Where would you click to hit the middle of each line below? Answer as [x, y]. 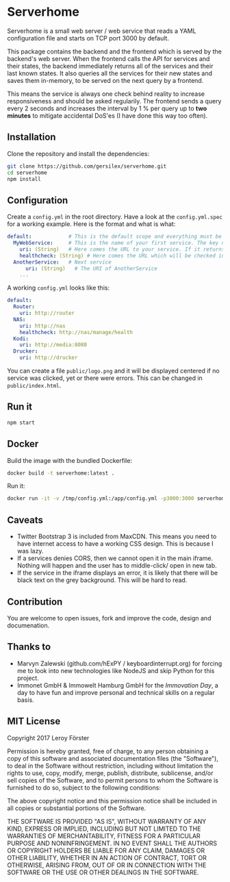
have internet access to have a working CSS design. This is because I [115, 544]
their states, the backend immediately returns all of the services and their [110, 66]
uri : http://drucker [49, 358]
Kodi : [21, 339]
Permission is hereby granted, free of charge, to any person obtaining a [108, 751]
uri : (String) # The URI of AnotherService [91, 268]
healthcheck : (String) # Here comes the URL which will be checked [117, 255]
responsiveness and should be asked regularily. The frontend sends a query [114, 101]
